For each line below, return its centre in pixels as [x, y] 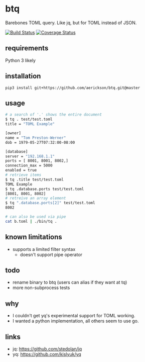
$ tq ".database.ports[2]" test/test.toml [50, 203]
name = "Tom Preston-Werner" [36, 138]
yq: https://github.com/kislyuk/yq [47, 354]
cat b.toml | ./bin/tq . [31, 221]
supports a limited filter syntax [44, 249]
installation [23, 76]
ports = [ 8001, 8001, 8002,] [37, 161]
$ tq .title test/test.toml [35, 179]
